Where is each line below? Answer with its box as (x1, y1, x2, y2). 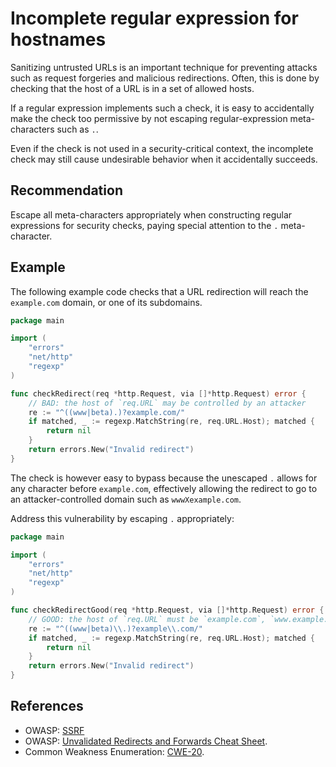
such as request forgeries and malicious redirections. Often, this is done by (10, 72, 320, 84)
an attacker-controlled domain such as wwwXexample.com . (10, 493, 242, 505)
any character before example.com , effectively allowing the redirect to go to (10, 482, 318, 494)
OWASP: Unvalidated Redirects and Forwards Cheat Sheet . (24, 735, 268, 747)
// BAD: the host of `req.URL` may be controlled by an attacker (28, 398, 307, 408)
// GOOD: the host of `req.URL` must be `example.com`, (28, 614, 267, 624)
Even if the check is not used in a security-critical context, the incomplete (10, 142, 314, 154)
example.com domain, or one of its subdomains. (10, 296, 203, 308)
